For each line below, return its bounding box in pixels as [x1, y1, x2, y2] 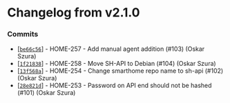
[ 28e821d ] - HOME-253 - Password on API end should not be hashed [17, 81, 212, 90]
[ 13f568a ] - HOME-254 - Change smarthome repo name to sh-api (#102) [17, 67, 224, 75]
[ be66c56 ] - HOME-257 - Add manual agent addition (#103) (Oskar [17, 45, 205, 53]
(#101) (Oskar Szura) [17, 89, 76, 97]
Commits [7, 30, 39, 39]
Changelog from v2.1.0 [7, 5, 140, 21]
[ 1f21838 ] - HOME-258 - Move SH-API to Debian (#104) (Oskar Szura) [17, 60, 216, 68]
